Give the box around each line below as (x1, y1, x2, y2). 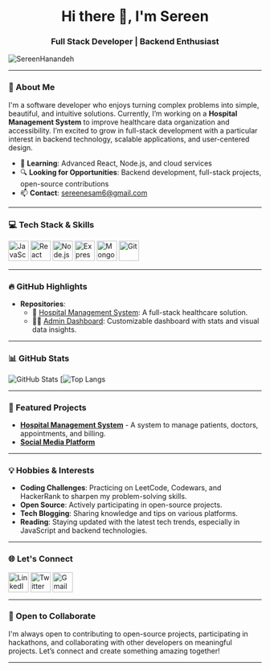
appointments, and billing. (19, 428, 106, 438)
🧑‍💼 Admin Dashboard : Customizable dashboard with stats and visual (31, 317, 260, 326)
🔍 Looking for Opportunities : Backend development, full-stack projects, (19, 167, 262, 177)
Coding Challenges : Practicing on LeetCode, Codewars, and (19, 483, 222, 493)
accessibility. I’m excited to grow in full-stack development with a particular (8, 125, 258, 135)
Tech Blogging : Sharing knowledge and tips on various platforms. (19, 509, 239, 518)
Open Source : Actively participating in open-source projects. (19, 500, 223, 509)
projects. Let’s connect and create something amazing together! (8, 646, 220, 656)
